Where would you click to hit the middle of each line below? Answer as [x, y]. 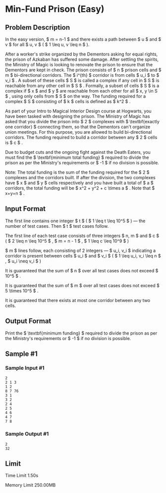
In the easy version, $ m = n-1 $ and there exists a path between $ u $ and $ [83, 39]
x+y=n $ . [15, 193]
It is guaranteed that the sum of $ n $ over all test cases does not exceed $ [82, 270]
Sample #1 [22, 354]
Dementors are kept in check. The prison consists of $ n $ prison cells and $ [83, 70]
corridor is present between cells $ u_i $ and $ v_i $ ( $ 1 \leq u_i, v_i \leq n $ [83, 255]
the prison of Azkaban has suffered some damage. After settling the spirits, [82, 59]
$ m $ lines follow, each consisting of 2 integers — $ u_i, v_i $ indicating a [81, 250]
